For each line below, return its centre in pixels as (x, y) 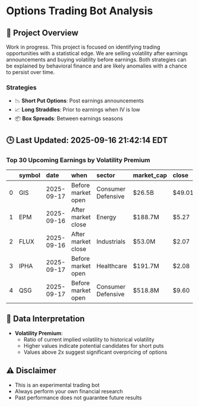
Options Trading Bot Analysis (80, 11)
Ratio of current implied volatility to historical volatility (89, 339)
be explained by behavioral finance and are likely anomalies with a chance (97, 66)
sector (106, 175)
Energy (106, 217)
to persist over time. (31, 72)
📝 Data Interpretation (45, 319)
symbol (29, 175)
